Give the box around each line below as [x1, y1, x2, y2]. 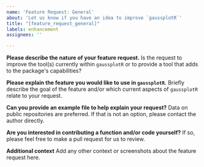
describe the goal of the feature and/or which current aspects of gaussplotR [6, 85, 198, 93]
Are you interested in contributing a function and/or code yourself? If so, [6, 129, 195, 136]
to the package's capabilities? [6, 67, 81, 74]
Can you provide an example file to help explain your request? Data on [6, 104, 188, 111]
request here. [6, 154, 40, 161]
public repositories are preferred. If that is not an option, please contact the [6, 111, 197, 118]
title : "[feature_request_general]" [6, 20, 100, 26]
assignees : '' [6, 32, 43, 38]
